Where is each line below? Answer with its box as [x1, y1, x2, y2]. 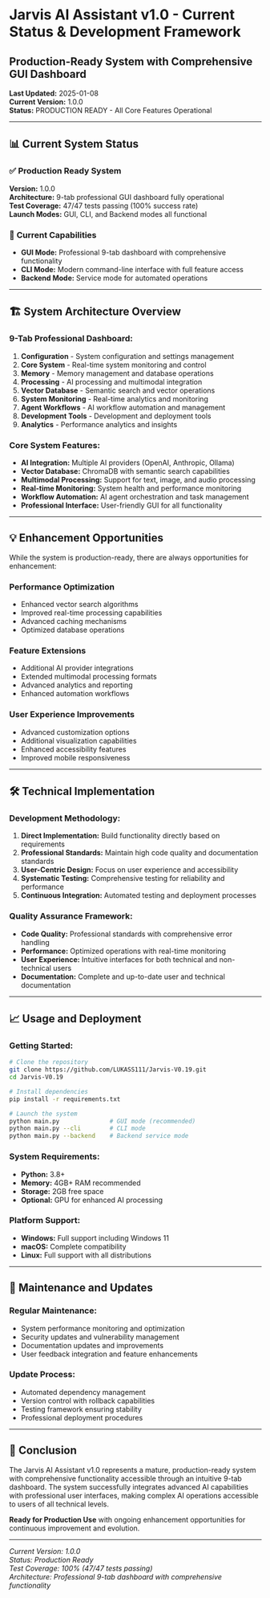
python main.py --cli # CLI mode [9, 1124, 147, 1133]
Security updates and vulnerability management [20, 1331, 179, 1342]
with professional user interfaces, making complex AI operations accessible [9, 1490, 259, 1500]
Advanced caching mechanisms [20, 617, 127, 626]
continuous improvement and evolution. [9, 1523, 140, 1533]
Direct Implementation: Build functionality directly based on [20, 831, 220, 841]
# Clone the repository [9, 1058, 89, 1066]
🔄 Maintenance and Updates [9, 1281, 153, 1294]
